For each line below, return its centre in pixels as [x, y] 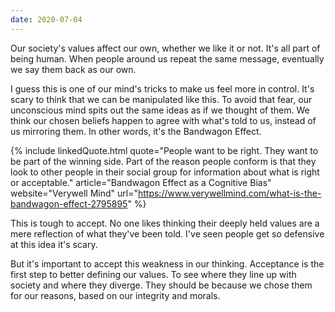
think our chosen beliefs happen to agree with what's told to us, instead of [163, 120]
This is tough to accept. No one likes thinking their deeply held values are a [165, 223]
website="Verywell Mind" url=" [74, 193]
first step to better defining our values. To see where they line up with [153, 274]
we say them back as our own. [73, 69]
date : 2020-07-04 [46, 19]
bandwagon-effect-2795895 [69, 203]
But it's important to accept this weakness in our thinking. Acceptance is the [167, 263]
